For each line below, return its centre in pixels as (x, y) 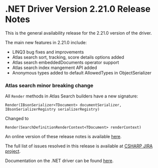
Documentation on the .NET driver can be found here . (59, 161)
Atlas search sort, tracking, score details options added (68, 57)
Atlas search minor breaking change (49, 85)
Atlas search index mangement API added (54, 68)
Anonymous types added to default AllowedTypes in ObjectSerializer (82, 72)
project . (13, 151)
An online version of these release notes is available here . (63, 137)
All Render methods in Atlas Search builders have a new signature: (72, 96)
